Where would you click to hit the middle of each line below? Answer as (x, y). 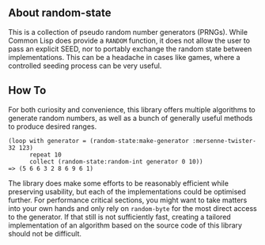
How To (27, 90)
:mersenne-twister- (225, 141)
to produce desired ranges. (53, 126)
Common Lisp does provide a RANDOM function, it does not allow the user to (129, 40)
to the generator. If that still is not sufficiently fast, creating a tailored (119, 217)
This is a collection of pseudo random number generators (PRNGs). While (128, 32)
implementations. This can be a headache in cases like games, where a (124, 57)
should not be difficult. (45, 233)
